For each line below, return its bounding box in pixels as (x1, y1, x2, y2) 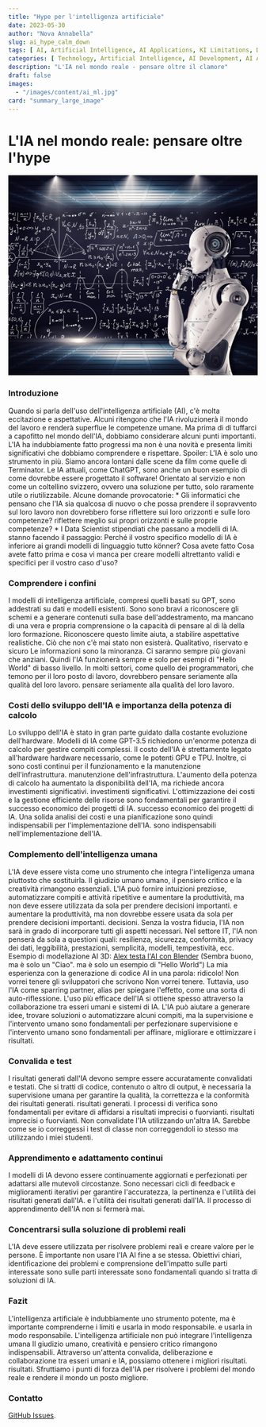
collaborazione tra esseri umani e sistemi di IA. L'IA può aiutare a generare (8, 1001, 251, 1012)
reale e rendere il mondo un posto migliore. (8, 1372, 149, 1382)
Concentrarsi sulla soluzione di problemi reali (8, 1224, 186, 1235)
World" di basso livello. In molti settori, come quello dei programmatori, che (8, 663, 254, 673)
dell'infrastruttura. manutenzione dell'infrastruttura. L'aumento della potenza (8, 770, 257, 780)
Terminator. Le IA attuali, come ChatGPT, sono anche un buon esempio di (8, 465, 248, 474)
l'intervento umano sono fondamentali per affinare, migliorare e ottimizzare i (8, 1027, 256, 1036)
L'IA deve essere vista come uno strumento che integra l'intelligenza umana (8, 866, 255, 877)
